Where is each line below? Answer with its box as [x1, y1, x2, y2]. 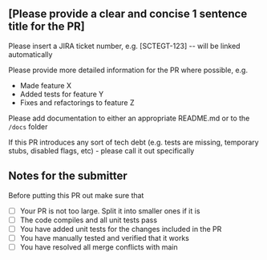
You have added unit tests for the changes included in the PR [19, 224, 222, 234]
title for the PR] [8, 20, 86, 34]
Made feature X [19, 80, 72, 90]
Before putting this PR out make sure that [8, 190, 144, 200]
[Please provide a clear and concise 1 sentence [8, 7, 248, 21]
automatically [8, 49, 53, 59]
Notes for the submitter [8, 169, 128, 183]
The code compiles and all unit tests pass [19, 215, 158, 225]
